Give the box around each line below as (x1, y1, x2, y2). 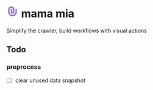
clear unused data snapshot (15, 77, 86, 84)
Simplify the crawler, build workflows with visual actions (6, 27, 148, 34)
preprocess (6, 63, 41, 71)
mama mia (21, 7, 75, 21)
